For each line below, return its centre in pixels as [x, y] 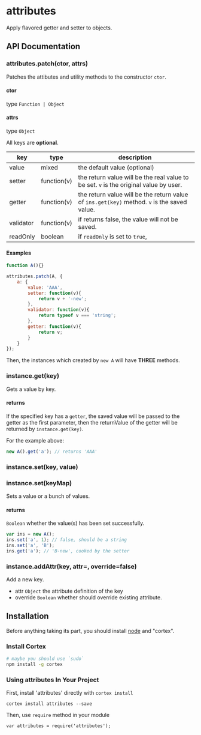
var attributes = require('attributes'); [59, 726]
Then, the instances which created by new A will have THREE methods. [93, 360]
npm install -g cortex [34, 664]
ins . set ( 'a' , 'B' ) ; [31, 545]
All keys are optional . [32, 143]
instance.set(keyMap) [39, 483]
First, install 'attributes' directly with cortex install [70, 693]
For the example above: [35, 440]
